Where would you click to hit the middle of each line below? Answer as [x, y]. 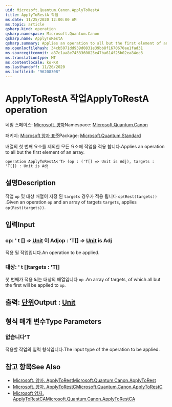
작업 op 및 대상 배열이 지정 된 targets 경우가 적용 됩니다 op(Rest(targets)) [81, 196]
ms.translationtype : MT [31, 58]
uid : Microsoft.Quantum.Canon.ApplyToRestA [52, 10]
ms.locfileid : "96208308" [33, 72]
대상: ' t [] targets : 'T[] [33, 267]
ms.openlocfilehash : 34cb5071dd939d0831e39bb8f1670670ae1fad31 [74, 48]
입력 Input [20, 225]
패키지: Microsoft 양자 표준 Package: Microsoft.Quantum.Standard [73, 135]
